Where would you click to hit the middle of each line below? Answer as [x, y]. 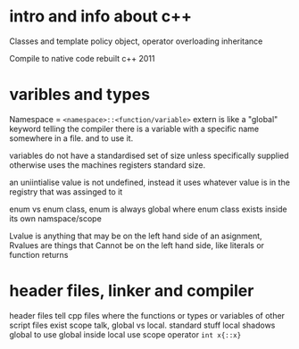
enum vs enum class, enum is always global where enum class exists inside [148, 209]
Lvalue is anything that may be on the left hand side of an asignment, [136, 236]
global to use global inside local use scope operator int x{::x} [125, 334]
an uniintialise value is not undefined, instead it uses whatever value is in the [149, 182]
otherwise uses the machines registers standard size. [108, 165]
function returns [39, 254]
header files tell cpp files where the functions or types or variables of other [147, 315]
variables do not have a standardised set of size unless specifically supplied [149, 155]
